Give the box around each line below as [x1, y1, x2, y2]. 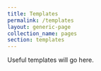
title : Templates [7, 10, 59, 18]
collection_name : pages [7, 30, 78, 37]
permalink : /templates [7, 17, 74, 24]
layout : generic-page [7, 23, 71, 30]
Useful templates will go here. [7, 56, 94, 64]
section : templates [7, 37, 65, 44]
